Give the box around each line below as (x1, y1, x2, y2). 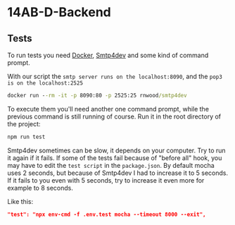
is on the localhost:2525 (7, 80, 83, 87)
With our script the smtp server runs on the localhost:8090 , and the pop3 (7, 72, 223, 80)
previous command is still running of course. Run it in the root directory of (7, 112, 222, 121)
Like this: (7, 197, 34, 205)
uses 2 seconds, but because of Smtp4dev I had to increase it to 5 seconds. (7, 169, 229, 177)
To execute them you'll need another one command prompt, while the (7, 104, 210, 113)
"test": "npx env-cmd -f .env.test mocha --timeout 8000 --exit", (7, 211, 206, 218)
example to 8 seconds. (7, 183, 74, 192)
